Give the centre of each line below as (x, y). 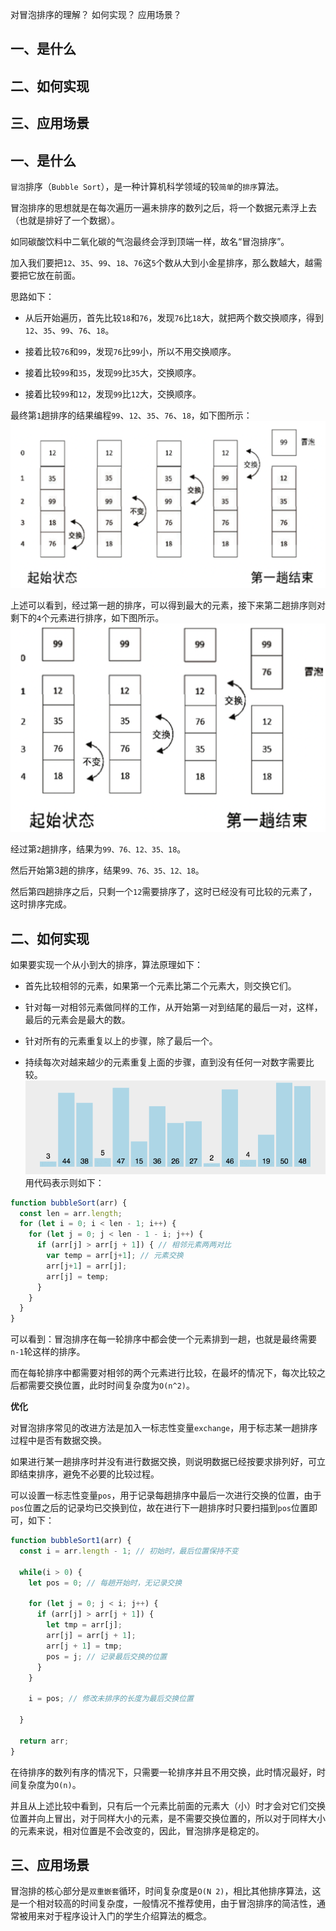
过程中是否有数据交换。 (58, 1440)
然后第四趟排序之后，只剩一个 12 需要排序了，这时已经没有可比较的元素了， (164, 892)
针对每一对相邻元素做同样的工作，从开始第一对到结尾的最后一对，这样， (173, 1007)
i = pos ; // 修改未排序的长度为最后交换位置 (111, 1699)
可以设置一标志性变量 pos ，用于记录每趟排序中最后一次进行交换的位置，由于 (166, 1495)
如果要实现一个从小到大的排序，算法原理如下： (106, 965)
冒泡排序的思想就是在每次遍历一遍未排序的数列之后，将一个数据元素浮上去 (163, 207)
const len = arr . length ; (71, 1213)
